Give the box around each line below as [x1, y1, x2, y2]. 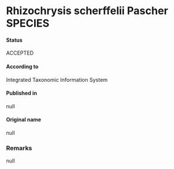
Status [6, 37, 23, 44]
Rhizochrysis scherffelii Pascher [6, 4, 169, 18]
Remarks [6, 144, 32, 152]
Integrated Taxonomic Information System [6, 76, 108, 83]
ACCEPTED [6, 49, 34, 57]
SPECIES [6, 16, 50, 30]
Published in [6, 90, 37, 97]
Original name [6, 116, 41, 123]
